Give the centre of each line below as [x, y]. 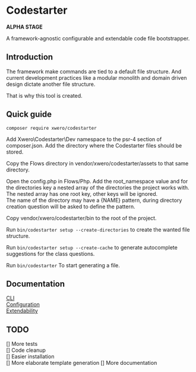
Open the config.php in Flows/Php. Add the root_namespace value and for [97, 181]
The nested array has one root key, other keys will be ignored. [82, 193]
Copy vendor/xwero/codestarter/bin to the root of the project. [81, 218]
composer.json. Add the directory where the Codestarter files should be [94, 145]
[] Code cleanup [26, 350]
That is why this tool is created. [45, 95]
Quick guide [29, 115]
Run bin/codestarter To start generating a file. [63, 265]
